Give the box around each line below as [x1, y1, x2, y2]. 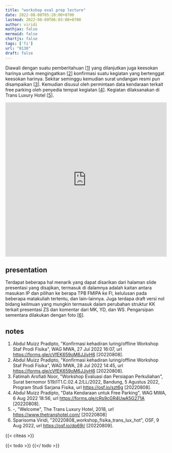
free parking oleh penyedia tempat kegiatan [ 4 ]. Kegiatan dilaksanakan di [5, 86, 160, 93]
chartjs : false [5, 37, 38, 42]
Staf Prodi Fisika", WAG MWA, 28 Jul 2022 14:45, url [12, 363, 123, 369]
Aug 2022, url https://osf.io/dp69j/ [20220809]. [12, 423, 114, 429]
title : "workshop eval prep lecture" [5, 7, 86, 13]
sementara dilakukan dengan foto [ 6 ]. [5, 312, 85, 318]
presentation [5, 265, 48, 274]
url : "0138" [5, 46, 31, 51]
